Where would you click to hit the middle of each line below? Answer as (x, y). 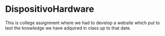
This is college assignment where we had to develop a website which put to (82, 23)
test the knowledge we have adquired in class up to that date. (68, 28)
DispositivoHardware (50, 9)
